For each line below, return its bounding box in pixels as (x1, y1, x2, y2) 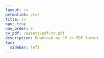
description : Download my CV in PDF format (5, 36, 99, 41)
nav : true (5, 21, 27, 27)
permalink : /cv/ (5, 12, 40, 17)
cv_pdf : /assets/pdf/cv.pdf (5, 31, 65, 36)
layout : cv (5, 7, 29, 13)
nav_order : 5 (5, 26, 33, 31)
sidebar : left (10, 45, 40, 50)
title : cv (5, 17, 27, 22)
